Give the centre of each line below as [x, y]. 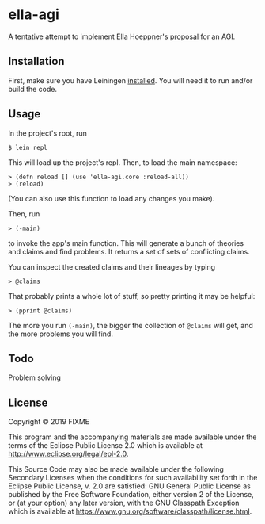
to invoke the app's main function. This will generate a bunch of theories [126, 243]
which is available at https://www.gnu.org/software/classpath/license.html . [130, 511]
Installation [36, 61]
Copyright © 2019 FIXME [49, 422]
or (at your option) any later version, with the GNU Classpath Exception [124, 503]
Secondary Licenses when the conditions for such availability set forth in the [133, 478]
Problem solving [35, 377]
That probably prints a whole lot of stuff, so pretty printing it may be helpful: [132, 296]
